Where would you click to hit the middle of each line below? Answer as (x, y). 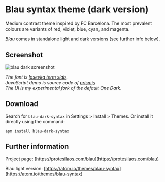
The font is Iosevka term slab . (36, 77)
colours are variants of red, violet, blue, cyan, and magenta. (68, 29)
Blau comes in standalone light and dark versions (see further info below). (83, 39)
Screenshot (24, 55)
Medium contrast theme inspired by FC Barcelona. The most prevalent (79, 23)
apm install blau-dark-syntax (37, 131)
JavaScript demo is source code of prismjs (50, 82)
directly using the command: (35, 121)
